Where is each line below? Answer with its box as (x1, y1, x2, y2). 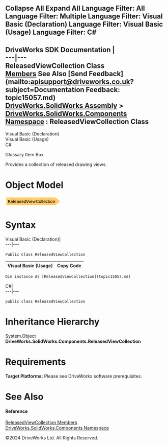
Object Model (5, 179, 64, 191)
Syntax (5, 219, 36, 231)
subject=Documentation (5, 85, 85, 94)
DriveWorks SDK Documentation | (5, 45, 115, 54)
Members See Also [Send (5, 69, 88, 78)
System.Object (5, 333, 36, 339)
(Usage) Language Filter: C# (5, 28, 97, 37)
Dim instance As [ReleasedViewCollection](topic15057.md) (5, 274, 131, 279)
